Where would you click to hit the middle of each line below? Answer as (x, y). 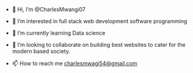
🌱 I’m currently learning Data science (59, 33)
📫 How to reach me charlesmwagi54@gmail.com (75, 63)
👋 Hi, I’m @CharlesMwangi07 (49, 9)
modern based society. (41, 51)
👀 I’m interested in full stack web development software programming (100, 21)
